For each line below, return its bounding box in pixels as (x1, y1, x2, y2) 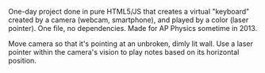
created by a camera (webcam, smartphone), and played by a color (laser (8, 15, 249, 25)
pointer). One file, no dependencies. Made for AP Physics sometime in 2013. (8, 24, 258, 33)
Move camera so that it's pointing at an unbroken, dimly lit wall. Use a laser (8, 39, 254, 48)
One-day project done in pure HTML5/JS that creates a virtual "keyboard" (8, 7, 250, 16)
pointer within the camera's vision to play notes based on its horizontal (8, 48, 240, 56)
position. (8, 56, 37, 65)
